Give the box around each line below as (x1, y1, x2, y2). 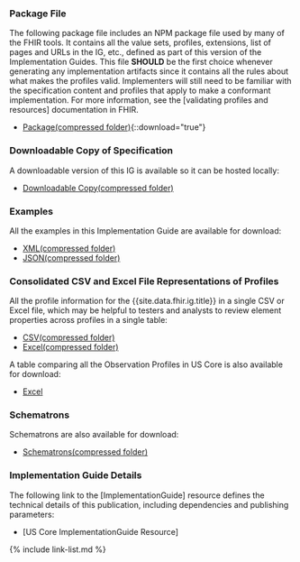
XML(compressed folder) (22, 243, 116, 253)
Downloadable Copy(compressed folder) (22, 182, 174, 193)
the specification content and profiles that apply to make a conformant (9, 85, 271, 97)
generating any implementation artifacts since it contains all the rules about (9, 66, 289, 77)
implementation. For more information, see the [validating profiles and (9, 95, 268, 106)
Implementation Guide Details (9, 469, 142, 482)
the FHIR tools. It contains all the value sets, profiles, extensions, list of (9, 37, 272, 48)
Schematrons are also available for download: (9, 429, 179, 440)
